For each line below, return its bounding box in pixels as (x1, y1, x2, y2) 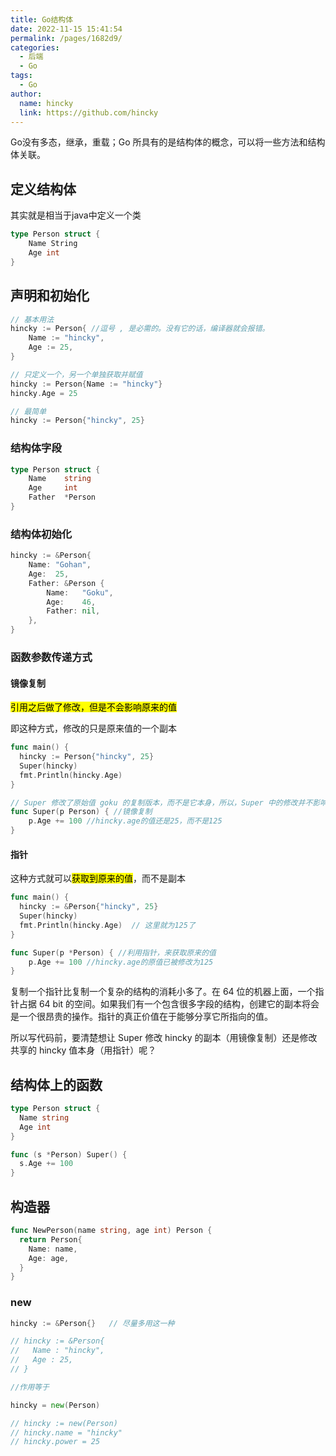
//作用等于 (10, 1382, 50, 1392)
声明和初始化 (10, 287, 90, 305)
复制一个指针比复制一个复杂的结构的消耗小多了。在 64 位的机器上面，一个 (10, 986, 316, 998)
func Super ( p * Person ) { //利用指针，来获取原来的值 (10, 947, 217, 958)
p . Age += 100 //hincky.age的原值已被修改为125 (28, 957, 214, 967)
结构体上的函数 (10, 1076, 103, 1093)
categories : (10, 42, 60, 53)
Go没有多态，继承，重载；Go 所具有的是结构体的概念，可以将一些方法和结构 (10, 136, 326, 148)
